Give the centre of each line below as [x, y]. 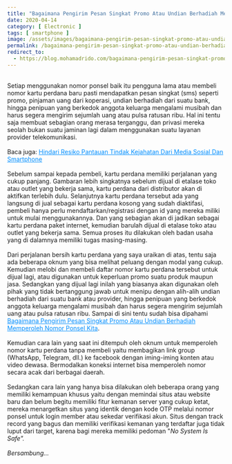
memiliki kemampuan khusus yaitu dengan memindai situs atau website [109, 394]
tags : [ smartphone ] [38, 33]
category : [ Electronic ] [44, 26]
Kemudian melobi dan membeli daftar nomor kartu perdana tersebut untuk [113, 269]
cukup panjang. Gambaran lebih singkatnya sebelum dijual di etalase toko [112, 181]
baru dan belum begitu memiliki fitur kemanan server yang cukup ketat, [109, 401]
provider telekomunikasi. [42, 137]
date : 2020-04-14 [32, 20]
